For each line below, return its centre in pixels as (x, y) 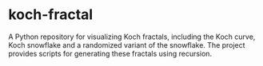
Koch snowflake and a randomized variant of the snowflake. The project (127, 45)
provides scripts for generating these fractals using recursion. (110, 53)
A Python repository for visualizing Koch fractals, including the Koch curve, (132, 37)
